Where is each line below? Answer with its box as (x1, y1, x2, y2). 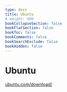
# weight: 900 (5, 16, 34, 21)
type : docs (5, 7, 27, 12)
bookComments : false (5, 35, 47, 40)
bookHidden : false (5, 44, 43, 49)
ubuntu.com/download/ (5, 81, 52, 87)
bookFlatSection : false (5, 26, 54, 31)
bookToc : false (5, 30, 36, 35)
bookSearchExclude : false (5, 39, 58, 44)
